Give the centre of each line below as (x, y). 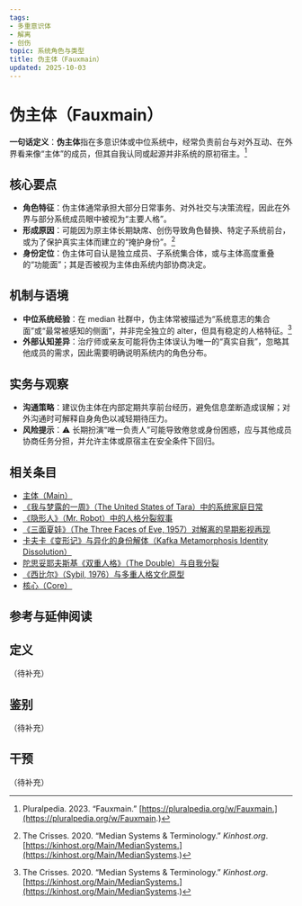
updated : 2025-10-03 (48, 68)
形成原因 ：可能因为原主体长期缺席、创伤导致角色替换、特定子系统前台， (156, 230)
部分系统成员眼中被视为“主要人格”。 (105, 219)
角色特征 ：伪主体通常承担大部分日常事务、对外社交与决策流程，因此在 (152, 208)
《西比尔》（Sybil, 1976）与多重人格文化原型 (103, 574)
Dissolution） (47, 552)
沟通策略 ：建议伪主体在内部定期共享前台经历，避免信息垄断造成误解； (152, 408)
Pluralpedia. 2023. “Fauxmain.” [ (82, 808)
